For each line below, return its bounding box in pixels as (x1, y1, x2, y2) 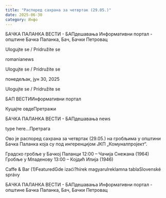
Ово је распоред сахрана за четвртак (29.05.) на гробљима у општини (5, 136, 161, 142)
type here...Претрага (5, 126, 50, 132)
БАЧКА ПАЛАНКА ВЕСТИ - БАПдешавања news (5, 116, 110, 122)
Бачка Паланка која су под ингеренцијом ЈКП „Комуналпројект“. (5, 141, 147, 147)
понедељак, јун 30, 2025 (5, 76, 60, 82)
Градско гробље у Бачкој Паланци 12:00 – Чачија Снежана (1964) (5, 151, 150, 157)
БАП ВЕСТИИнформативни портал (5, 96, 81, 102)
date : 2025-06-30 (5, 12, 43, 17)
